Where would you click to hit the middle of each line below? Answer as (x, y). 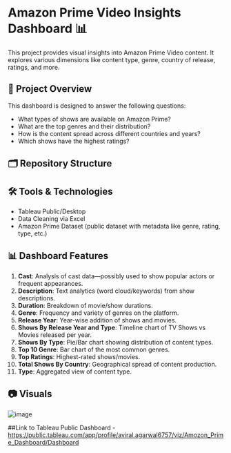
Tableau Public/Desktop (52, 211)
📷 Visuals (30, 394)
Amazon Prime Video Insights (94, 13)
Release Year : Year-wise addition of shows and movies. (97, 320)
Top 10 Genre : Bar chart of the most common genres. (94, 349)
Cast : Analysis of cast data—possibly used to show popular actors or (116, 276)
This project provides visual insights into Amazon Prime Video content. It (111, 52)
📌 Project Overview (50, 89)
